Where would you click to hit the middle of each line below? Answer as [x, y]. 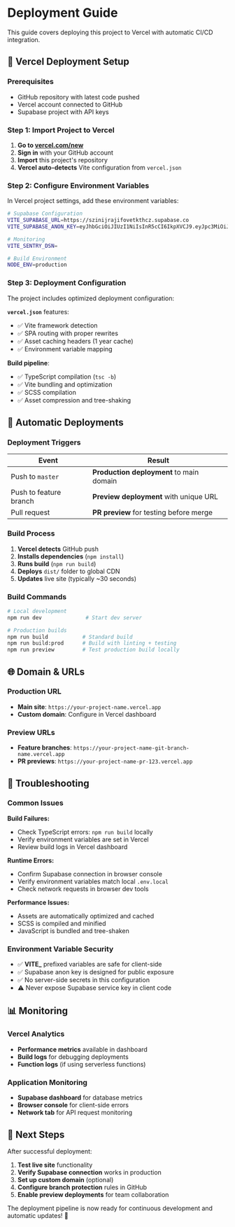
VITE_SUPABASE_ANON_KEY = [43, 226]
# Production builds [37, 630]
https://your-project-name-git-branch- [131, 748]
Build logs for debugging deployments [73, 1057]
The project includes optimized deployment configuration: [91, 298]
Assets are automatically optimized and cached [86, 916]
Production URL [34, 692]
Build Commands [37, 596]
